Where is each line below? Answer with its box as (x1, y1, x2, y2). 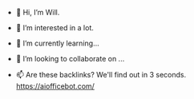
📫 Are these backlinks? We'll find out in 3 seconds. (15, 70, 187, 79)
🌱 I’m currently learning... (15, 38, 99, 48)
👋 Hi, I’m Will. (15, 8, 60, 17)
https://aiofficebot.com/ (15, 81, 95, 91)
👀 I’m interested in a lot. (15, 23, 95, 32)
